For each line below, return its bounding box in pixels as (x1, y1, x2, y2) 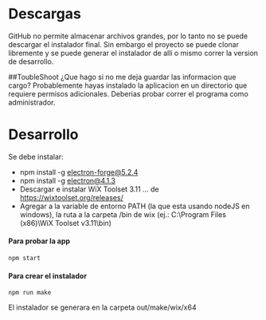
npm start (8, 255, 41, 263)
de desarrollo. (8, 57, 54, 66)
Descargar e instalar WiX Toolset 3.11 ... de (19, 184, 159, 194)
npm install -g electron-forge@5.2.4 (19, 167, 139, 176)
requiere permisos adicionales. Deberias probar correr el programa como (8, 89, 248, 98)
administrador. (8, 97, 56, 107)
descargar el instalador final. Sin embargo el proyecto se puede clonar (8, 39, 240, 49)
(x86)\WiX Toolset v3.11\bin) (19, 218, 111, 227)
